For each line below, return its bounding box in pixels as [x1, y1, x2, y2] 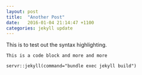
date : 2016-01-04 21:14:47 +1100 [6, 19, 94, 25]
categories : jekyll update [6, 25, 73, 31]
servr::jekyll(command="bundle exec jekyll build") [6, 63, 137, 69]
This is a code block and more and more [6, 53, 108, 59]
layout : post [6, 8, 39, 15]
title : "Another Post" [6, 14, 65, 20]
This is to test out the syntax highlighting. [6, 41, 107, 48]
